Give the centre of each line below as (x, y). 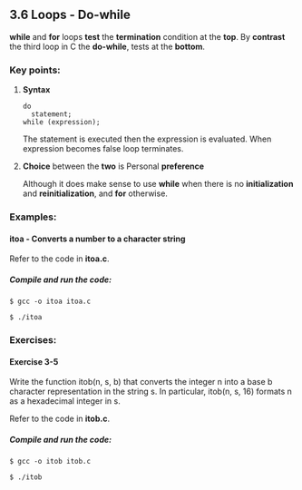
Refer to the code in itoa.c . (60, 259)
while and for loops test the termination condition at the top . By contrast (147, 36)
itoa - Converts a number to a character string (97, 239)
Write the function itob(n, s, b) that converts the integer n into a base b (141, 382)
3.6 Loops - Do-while (70, 15)
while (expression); (61, 122)
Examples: (33, 217)
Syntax (36, 90)
